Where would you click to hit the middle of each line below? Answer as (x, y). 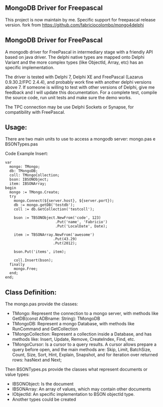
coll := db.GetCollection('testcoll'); (54, 209)
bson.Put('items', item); (40, 252)
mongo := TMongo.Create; (35, 192)
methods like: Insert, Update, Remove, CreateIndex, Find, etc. (73, 339)
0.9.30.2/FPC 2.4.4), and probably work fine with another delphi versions (78, 82)
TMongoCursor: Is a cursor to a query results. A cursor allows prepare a (84, 344)
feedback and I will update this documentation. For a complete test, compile (81, 92)
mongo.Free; (26, 269)
